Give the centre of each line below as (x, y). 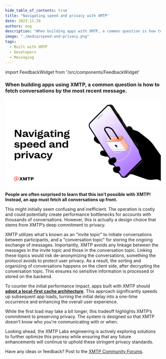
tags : (11, 42)
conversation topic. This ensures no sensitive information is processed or (80, 271)
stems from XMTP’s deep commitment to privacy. (55, 225)
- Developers (23, 52)
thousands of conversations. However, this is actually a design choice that (81, 220)
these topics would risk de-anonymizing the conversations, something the (81, 256)
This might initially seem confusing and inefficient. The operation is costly (80, 209)
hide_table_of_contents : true (36, 10)
